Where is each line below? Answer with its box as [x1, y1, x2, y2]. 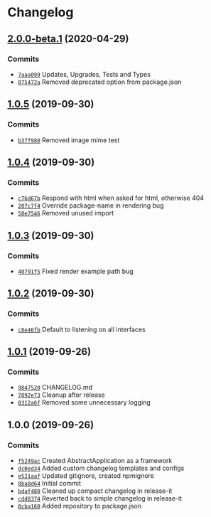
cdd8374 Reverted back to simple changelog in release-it [17, 494, 183, 502]
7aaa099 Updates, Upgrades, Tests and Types [17, 70, 151, 78]
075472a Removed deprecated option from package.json [17, 78, 182, 86]
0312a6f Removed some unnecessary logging [17, 398, 151, 407]
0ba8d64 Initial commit [17, 479, 82, 487]
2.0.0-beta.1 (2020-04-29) [7, 33, 129, 45]
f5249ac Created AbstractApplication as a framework [17, 457, 173, 464]
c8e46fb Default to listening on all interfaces [17, 325, 146, 334]
